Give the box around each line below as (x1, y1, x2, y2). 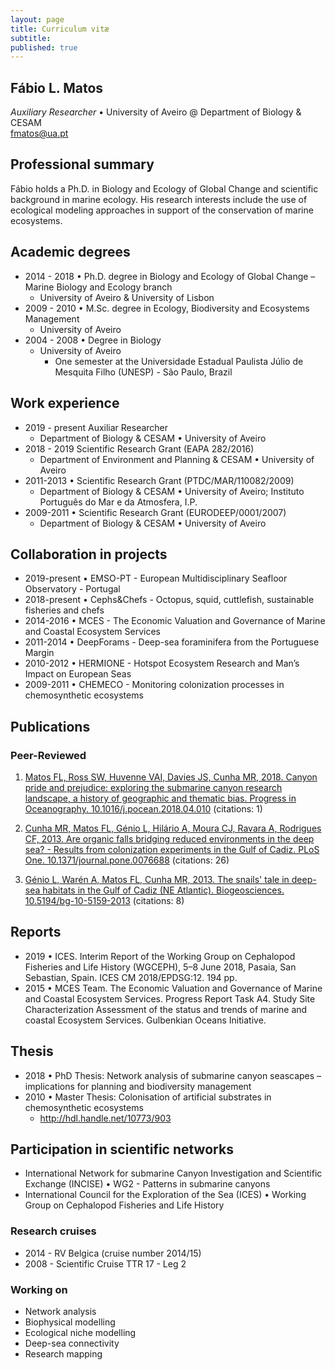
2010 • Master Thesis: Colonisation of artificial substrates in (24, 1091, 272, 1103)
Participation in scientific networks (10, 1141, 234, 1158)
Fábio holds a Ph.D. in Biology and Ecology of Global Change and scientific (10, 182, 319, 195)
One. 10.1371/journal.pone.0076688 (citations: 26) (24, 854, 230, 866)
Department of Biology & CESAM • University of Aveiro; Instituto (39, 485, 305, 497)
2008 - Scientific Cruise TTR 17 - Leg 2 (24, 1257, 187, 1270)
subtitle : (10, 33, 52, 43)
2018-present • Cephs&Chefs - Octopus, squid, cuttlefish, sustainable (24, 594, 315, 606)
